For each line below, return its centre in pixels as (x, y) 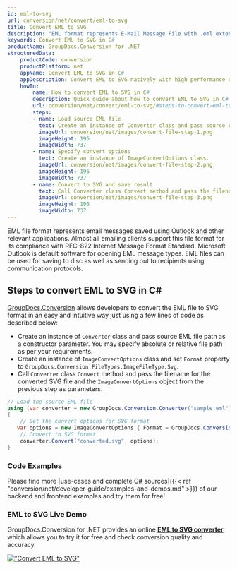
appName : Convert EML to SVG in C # (72, 73)
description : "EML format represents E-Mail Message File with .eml (110, 34)
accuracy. (22, 545)
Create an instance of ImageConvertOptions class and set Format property (123, 359)
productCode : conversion (56, 60)
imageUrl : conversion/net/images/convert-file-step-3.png (126, 198)
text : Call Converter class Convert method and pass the (124, 191)
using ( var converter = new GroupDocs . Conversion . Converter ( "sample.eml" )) (121, 408)
